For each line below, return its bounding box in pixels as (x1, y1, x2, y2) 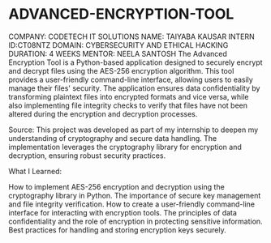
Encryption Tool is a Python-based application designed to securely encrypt (8, 58, 263, 67)
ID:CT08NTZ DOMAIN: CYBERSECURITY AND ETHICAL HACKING (8, 40, 229, 49)
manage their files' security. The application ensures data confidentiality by (8, 83, 260, 93)
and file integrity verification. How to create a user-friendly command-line (8, 199, 256, 209)
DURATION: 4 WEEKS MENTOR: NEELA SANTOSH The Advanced (8, 49, 227, 58)
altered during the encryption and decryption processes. (8, 109, 198, 118)
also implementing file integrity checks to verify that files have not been (8, 100, 248, 110)
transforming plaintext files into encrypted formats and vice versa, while (8, 92, 249, 101)
